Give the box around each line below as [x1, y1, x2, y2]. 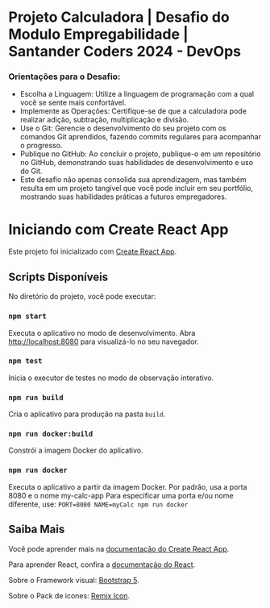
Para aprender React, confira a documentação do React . [8, 560, 196, 569]
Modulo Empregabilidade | [8, 25, 189, 43]
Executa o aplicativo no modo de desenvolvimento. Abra [8, 328, 196, 337]
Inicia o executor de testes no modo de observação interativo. [8, 373, 214, 383]
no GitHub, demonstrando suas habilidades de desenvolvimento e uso [19, 158, 254, 168]
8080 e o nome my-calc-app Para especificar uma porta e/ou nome [8, 490, 234, 500]
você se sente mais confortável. [19, 97, 127, 108]
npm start [8, 312, 47, 321]
